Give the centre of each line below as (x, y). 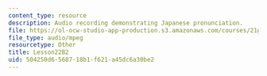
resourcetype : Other (43, 45)
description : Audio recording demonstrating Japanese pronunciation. (126, 23)
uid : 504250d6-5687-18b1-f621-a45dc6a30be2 (81, 60)
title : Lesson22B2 (39, 52)
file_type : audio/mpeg (46, 38)
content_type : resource (48, 15)
